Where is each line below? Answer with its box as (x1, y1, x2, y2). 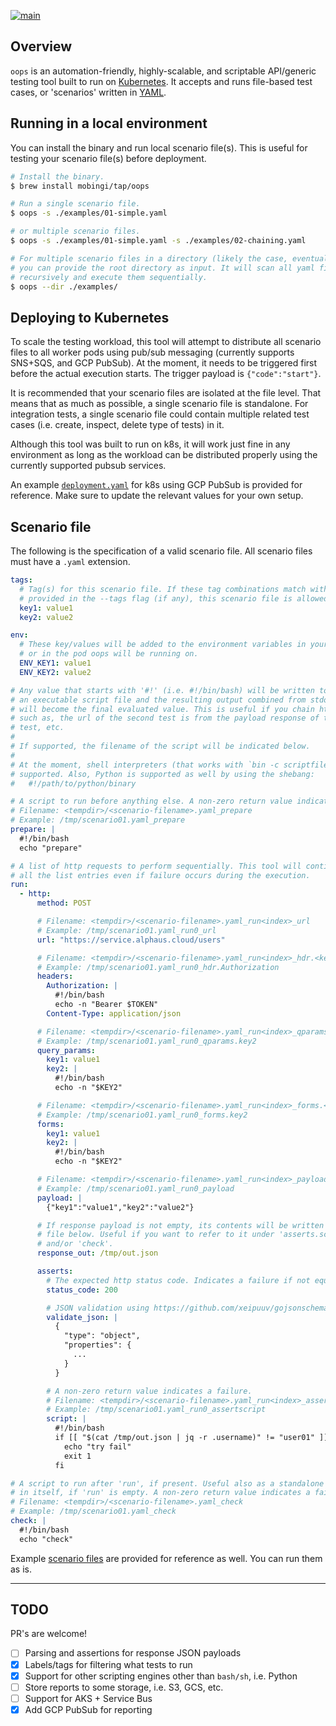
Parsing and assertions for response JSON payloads (24, 1647, 242, 1659)
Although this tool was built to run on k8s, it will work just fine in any (10, 438, 291, 450)
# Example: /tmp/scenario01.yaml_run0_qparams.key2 (36, 1036, 257, 1046)
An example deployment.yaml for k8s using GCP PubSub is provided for (10, 479, 303, 491)
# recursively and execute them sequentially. (10, 272, 208, 282)
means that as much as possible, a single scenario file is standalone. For (10, 398, 309, 410)
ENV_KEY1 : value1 (19, 658, 92, 668)
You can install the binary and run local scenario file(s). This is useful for (10, 141, 308, 154)
